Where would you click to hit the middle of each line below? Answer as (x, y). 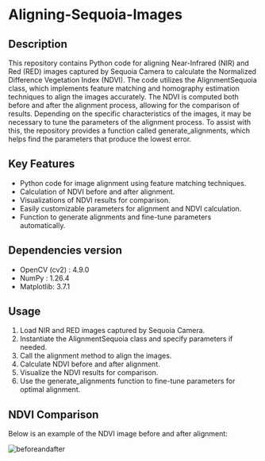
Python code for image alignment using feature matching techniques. (133, 183)
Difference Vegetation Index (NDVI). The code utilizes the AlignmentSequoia (133, 80)
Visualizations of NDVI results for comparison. (95, 200)
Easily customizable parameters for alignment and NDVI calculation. (131, 208)
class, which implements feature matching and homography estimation (124, 88)
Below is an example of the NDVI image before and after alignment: (118, 434)
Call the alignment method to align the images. (96, 356)
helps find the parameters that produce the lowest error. (100, 139)
